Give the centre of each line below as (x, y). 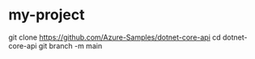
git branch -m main (70, 45)
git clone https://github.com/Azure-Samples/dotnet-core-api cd (115, 37)
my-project (47, 15)
